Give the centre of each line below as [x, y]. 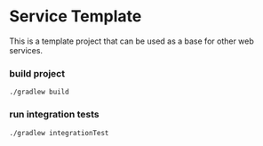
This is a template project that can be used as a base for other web [132, 41]
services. [26, 50]
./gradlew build [39, 92]
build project [37, 73]
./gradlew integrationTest [59, 133]
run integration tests [54, 115]
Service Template [76, 16]
